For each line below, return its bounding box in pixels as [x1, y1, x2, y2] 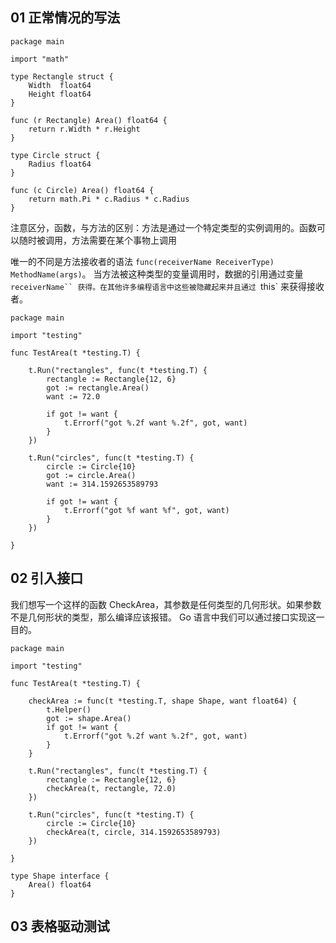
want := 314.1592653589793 [46, 479, 159, 489]
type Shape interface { [10, 871, 110, 881]
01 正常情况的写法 [10, 9, 121, 27]
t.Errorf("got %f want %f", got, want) [63, 505, 230, 515]
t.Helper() [46, 704, 92, 715]
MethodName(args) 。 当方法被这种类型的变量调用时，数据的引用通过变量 [10, 268, 304, 280]
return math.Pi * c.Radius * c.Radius [28, 194, 190, 204]
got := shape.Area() [46, 713, 132, 723]
